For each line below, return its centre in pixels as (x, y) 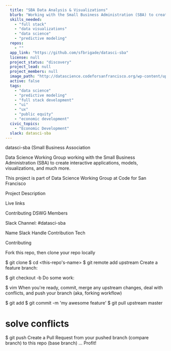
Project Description (25, 194)
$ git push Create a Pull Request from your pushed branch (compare (77, 338)
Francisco (16, 183)
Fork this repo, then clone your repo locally (50, 253)
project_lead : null (31, 67)
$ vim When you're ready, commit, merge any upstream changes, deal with (84, 288)
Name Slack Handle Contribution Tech (45, 233)
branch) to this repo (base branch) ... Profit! (51, 343)
